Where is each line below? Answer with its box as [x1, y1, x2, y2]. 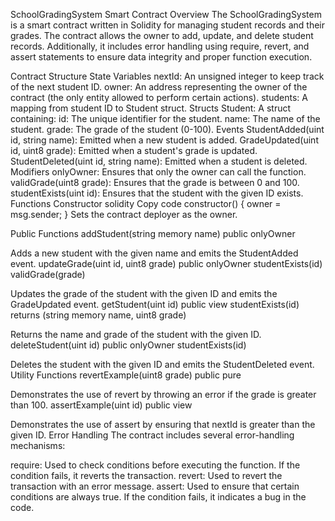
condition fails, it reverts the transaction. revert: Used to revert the [10, 470, 283, 481]
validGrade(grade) [10, 269, 86, 280]
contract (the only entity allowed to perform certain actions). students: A [10, 92, 308, 103]
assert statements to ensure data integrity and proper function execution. [10, 51, 313, 63]
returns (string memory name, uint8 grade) [10, 309, 187, 321]
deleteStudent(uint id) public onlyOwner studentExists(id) [10, 339, 247, 351]
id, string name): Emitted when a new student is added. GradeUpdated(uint [10, 134, 319, 146]
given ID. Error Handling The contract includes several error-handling [10, 429, 295, 441]
